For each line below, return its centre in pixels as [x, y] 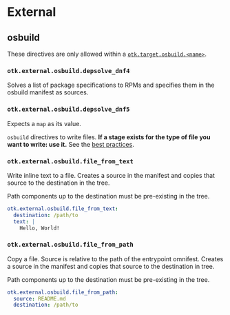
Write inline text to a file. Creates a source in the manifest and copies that [111, 175]
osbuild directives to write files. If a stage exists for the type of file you [109, 137]
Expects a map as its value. [44, 123]
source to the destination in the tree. [59, 183]
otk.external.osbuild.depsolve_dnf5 [69, 110]
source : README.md [40, 298]
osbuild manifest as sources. [48, 92]
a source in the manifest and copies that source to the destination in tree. [111, 266]
